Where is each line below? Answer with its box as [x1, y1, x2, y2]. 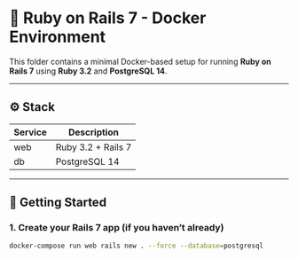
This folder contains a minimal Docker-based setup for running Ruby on [9, 56, 272, 67]
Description [67, 126, 120, 138]
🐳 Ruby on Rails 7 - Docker [9, 8, 207, 28]
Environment [9, 27, 106, 47]
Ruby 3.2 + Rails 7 [55, 141, 132, 153]
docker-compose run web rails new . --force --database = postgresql [9, 241, 264, 251]
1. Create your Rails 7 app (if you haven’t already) [9, 222, 224, 234]
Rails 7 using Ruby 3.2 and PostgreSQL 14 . [9, 66, 168, 76]
